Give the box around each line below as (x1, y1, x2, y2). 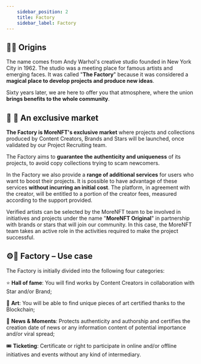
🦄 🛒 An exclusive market (6, 112, 99, 123)
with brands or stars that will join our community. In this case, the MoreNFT (6, 221, 192, 228)
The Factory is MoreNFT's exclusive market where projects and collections (6, 129, 195, 136)
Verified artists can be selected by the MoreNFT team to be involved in (6, 208, 181, 215)
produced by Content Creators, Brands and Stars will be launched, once (6, 135, 184, 142)
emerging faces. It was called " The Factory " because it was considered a (6, 71, 189, 78)
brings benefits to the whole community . (6, 96, 110, 103)
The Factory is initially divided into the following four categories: (6, 267, 165, 274)
